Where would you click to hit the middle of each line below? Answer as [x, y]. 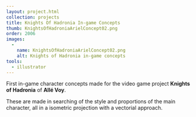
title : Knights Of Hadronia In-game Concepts [63, 23]
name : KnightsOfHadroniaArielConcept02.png [71, 50]
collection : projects [33, 17]
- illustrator [29, 67]
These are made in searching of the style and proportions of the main [91, 102]
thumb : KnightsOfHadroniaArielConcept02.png [62, 28]
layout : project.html [33, 12]
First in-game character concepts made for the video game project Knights [98, 84]
